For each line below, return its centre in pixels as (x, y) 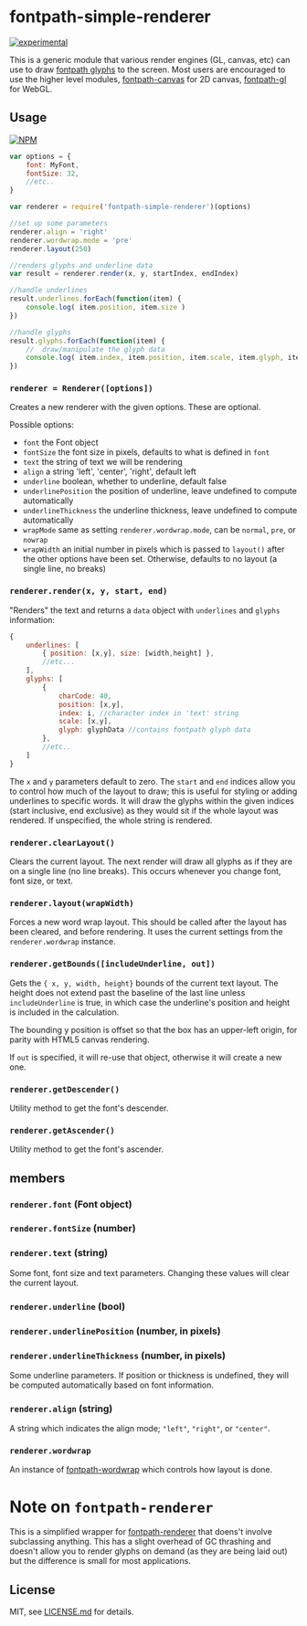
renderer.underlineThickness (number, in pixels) (118, 1356)
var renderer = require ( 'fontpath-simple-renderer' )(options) (130, 207)
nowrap (35, 541)
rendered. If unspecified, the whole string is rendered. (111, 820)
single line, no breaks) (64, 569)
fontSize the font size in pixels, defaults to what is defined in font (146, 452)
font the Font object (60, 443)
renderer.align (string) (61, 1409)
